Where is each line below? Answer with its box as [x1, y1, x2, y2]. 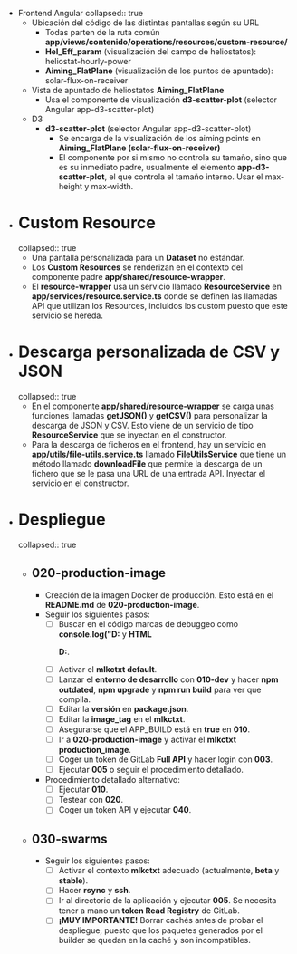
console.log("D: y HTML [58, 629, 152, 640]
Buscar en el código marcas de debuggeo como [58, 618, 238, 629]
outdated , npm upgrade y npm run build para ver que [58, 684, 262, 695]
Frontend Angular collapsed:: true [17, 8, 144, 18]
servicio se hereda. [31, 310, 104, 321]
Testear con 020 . [58, 795, 124, 805]
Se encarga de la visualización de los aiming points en [58, 133, 261, 143]
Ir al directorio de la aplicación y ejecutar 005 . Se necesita [58, 895, 277, 906]
